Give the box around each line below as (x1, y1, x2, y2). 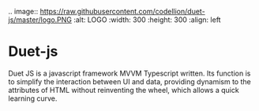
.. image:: (8, 7, 39, 16)
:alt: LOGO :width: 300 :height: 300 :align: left (73, 15, 221, 24)
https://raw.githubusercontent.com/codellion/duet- (39, 7, 205, 16)
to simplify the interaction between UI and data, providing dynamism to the (8, 76, 251, 86)
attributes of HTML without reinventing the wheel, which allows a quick (8, 85, 239, 94)
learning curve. (8, 94, 58, 103)
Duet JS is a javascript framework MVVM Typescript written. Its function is (8, 68, 251, 78)
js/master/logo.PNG (8, 15, 73, 24)
